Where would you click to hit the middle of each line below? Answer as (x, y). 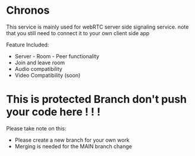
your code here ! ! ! (54, 112)
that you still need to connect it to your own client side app (78, 33)
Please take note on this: (36, 128)
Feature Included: (28, 45)
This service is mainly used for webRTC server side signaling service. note (97, 27)
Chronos (28, 10)
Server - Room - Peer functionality (57, 56)
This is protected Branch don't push (97, 99)
